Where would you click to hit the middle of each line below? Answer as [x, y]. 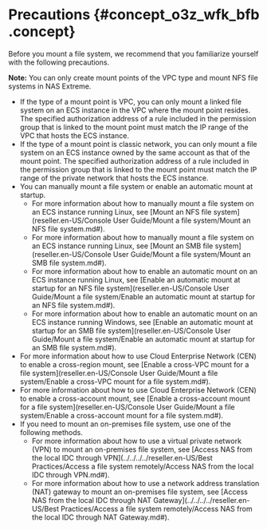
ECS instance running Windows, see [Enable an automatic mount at [142, 322]
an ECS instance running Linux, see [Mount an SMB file [122, 246]
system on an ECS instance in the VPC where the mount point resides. [135, 110]
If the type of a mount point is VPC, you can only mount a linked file [130, 101]
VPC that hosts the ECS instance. [75, 135]
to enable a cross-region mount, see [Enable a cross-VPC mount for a [134, 364]
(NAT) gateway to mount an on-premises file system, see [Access [140, 492]
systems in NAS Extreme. [50, 86]
